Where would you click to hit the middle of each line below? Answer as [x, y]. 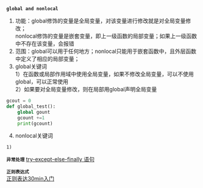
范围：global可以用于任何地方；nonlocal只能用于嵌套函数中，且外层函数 [106, 51]
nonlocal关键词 [34, 136]
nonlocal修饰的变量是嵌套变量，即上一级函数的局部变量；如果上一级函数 [106, 36]
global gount [34, 112]
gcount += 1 [31, 118]
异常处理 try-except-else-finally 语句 [50, 159]
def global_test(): [31, 106]
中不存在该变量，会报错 [45, 44]
